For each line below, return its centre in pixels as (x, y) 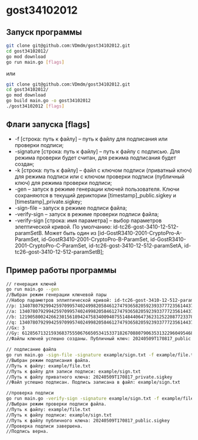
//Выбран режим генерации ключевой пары (57, 295)
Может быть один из (70, 233)
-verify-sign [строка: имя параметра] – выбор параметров (88, 220)
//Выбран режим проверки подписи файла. (57, 404)
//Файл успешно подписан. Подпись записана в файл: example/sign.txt (93, 382)
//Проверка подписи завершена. (44, 426)
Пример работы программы (61, 270)
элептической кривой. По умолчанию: (63, 226)
